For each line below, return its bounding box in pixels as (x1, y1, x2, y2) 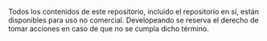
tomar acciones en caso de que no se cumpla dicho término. (8, 24, 209, 33)
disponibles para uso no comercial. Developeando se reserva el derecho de (8, 15, 259, 25)
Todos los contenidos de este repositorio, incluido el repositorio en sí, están (8, 7, 260, 16)
